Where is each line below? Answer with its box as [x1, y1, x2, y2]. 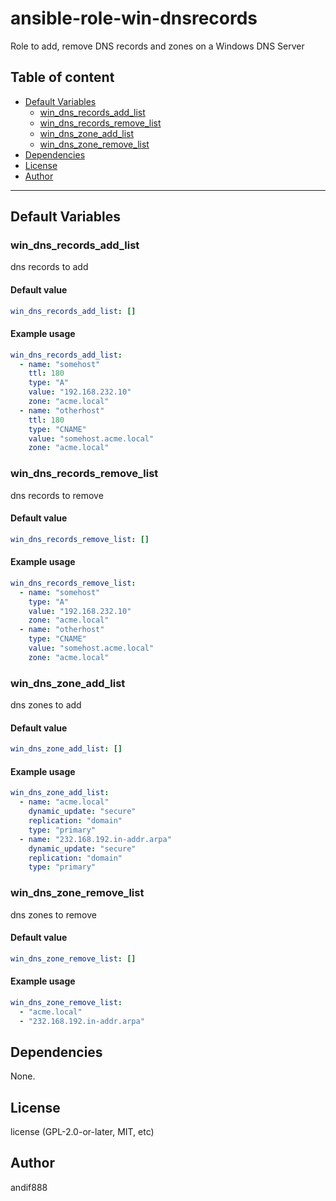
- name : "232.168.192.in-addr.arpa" [19, 834, 172, 844]
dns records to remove [10, 489, 104, 501]
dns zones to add [10, 699, 82, 711]
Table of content [10, 69, 115, 86]
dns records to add [10, 261, 89, 273]
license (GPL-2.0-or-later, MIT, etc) [10, 1126, 155, 1138]
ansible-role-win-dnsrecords [10, 7, 258, 30]
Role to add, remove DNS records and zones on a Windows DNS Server [10, 40, 305, 52]
